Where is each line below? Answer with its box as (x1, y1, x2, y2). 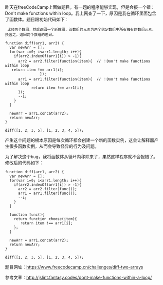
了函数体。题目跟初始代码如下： (5, 17, 69, 22)
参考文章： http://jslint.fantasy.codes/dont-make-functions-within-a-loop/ (5, 275, 152, 280)
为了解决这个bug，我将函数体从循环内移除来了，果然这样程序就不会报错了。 (5, 154, 158, 160)
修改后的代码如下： (5, 160, 44, 165)
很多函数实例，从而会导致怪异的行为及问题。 (9, 143, 99, 149)
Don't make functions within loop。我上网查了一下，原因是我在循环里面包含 (5, 10, 157, 16)
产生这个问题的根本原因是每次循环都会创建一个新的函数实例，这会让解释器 (5, 137, 154, 143)
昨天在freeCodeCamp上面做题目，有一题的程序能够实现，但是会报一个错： (5, 4, 155, 10)
